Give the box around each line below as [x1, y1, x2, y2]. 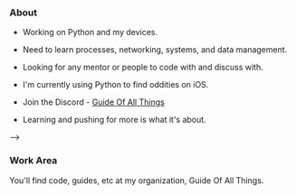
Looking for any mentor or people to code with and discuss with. [22, 61, 264, 73]
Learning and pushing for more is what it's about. [22, 115, 206, 125]
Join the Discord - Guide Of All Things [22, 97, 165, 107]
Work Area [9, 154, 58, 167]
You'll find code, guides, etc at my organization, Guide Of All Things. [9, 174, 264, 186]
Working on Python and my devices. [22, 27, 158, 38]
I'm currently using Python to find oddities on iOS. [22, 79, 209, 90]
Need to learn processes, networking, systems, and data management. [22, 44, 288, 55]
